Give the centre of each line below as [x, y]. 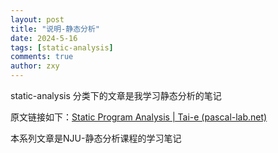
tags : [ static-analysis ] [62, 47]
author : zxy [35, 66]
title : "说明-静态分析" [55, 29]
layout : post [37, 19]
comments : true [42, 57]
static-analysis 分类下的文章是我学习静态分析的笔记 [116, 95]
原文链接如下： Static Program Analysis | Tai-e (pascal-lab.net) [139, 117]
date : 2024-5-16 [44, 38]
